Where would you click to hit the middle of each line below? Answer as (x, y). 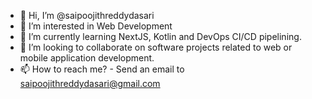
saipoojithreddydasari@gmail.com (90, 83)
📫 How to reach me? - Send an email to (102, 69)
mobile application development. (87, 58)
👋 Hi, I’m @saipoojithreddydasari (87, 15)
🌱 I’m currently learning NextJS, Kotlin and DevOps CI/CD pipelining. (160, 36)
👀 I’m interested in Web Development (96, 26)
